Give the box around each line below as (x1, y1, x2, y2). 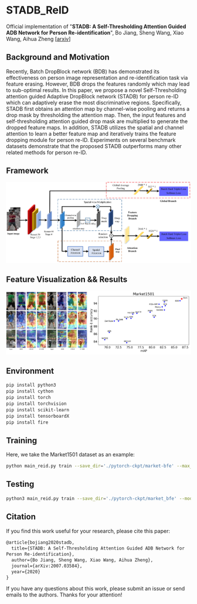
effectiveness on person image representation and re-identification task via (6, 74, 188, 81)
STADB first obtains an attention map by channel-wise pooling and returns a (6, 105, 190, 112)
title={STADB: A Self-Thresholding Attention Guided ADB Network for (11, 545, 185, 551)
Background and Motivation (6, 52, 110, 62)
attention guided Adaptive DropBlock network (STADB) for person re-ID (6, 93, 179, 100)
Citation (6, 512, 36, 522)
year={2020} (11, 569, 41, 575)
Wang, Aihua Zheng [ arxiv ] (6, 35, 71, 42)
